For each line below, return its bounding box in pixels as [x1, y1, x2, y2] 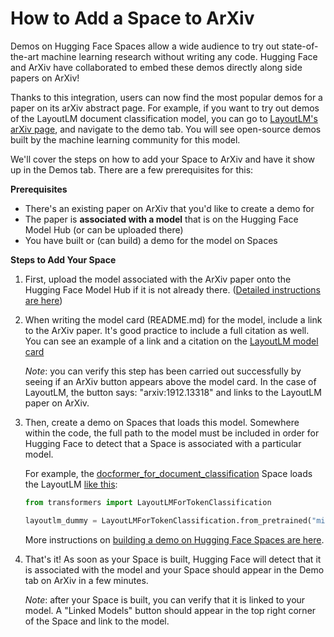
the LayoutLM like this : [24, 478, 118, 490]
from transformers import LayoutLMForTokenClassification [24, 497, 272, 507]
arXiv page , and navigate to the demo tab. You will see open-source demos [10, 123, 322, 135]
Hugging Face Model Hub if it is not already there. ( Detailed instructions [24, 283, 321, 296]
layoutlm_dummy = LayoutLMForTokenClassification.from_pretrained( [24, 515, 312, 526]
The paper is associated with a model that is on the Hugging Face [24, 213, 299, 225]
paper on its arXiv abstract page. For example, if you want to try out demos [10, 102, 320, 114]
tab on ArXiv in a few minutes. [24, 574, 149, 586]
